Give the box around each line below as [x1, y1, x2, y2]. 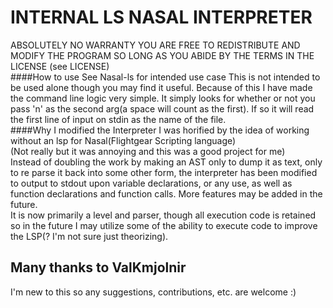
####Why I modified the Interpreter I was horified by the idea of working [10, 124, 310, 136]
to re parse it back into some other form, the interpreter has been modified [10, 166, 318, 178]
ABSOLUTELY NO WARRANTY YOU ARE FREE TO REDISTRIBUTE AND [10, 39, 301, 51]
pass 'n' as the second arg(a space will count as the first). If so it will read [10, 102, 315, 115]
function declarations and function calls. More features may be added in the [10, 187, 323, 200]
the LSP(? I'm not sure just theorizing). [10, 230, 169, 242]
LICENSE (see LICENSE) [10, 60, 110, 72]
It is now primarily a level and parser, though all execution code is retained [10, 209, 317, 221]
